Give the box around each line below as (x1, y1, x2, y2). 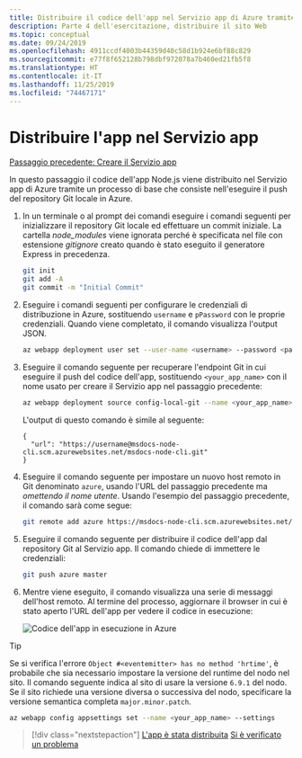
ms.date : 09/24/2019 (9, 38, 87, 48)
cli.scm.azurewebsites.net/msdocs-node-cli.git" (22, 447, 209, 457)
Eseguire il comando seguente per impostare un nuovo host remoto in (22, 471, 281, 482)
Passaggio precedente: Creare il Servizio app (9, 156, 177, 167)
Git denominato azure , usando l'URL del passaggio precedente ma (22, 480, 268, 491)
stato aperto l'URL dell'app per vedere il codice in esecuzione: (22, 605, 253, 616)
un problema (31, 739, 79, 750)
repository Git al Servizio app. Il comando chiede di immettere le (22, 543, 261, 554)
